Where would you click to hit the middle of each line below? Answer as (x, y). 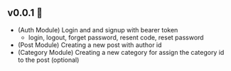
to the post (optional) (48, 60)
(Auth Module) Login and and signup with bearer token (98, 30)
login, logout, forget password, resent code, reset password (116, 37)
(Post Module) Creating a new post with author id (90, 45)
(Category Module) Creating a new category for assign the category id (121, 52)
